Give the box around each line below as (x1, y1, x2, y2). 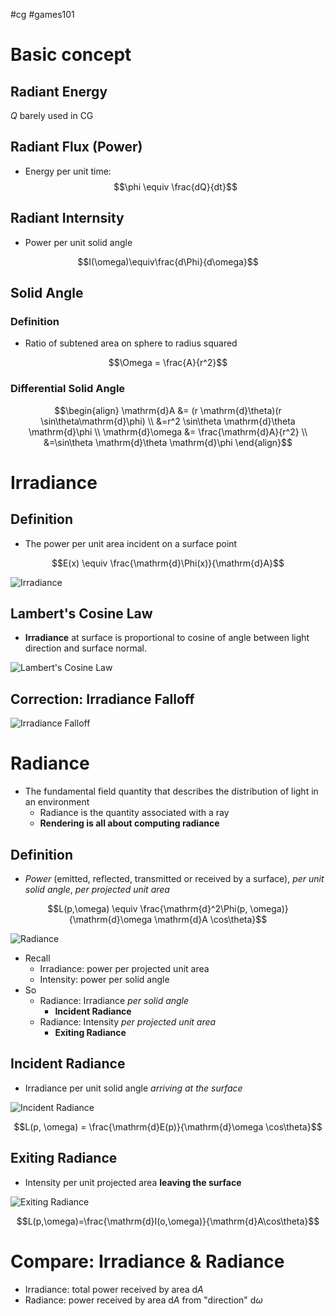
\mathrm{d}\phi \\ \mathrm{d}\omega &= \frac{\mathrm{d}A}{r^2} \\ (28, 425, 308, 438)
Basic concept (10, 44, 132, 66)
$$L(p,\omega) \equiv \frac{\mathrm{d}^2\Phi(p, (47, 902, 248, 914)
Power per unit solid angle (24, 236, 133, 248)
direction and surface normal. (24, 642, 147, 654)
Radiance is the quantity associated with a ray (39, 807, 230, 819)
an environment (24, 796, 90, 808)
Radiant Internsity (10, 210, 125, 227)
